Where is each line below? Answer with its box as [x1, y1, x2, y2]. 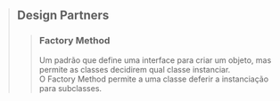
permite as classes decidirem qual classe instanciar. [38, 64, 231, 74]
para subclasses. [38, 82, 103, 93]
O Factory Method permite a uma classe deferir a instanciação [38, 74, 269, 84]
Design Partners [16, 8, 110, 23]
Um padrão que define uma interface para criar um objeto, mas [38, 54, 272, 66]
